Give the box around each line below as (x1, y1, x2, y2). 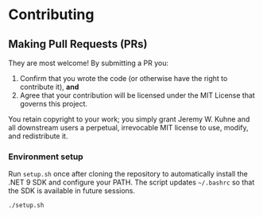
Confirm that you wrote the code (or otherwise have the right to (19, 74, 228, 83)
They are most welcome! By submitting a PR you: (8, 58, 169, 68)
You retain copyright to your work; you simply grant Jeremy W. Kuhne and (8, 114, 250, 124)
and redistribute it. (8, 131, 68, 141)
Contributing (8, 6, 95, 24)
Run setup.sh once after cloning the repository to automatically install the (8, 169, 248, 179)
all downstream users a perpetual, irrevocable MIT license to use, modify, (8, 123, 249, 132)
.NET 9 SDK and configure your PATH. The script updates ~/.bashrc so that (8, 177, 255, 188)
